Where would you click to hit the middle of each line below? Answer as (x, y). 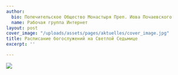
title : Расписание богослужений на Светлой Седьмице (72, 39)
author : (16, 11)
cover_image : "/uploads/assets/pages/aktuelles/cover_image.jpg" (88, 33)
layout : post (22, 28)
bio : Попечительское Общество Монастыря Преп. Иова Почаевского (92, 17)
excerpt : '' (21, 45)
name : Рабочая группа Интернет (50, 22)
